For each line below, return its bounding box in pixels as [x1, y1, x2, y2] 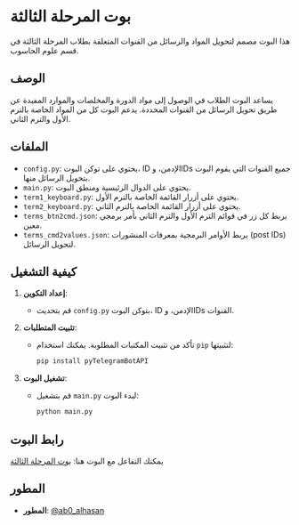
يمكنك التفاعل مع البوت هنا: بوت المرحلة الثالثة [10, 456, 164, 466]
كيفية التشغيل [10, 264, 77, 279]
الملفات [10, 140, 49, 155]
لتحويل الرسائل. [22, 238, 77, 249]
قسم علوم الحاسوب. [10, 44, 79, 55]
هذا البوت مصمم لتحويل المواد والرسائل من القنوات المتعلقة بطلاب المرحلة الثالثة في [10, 36, 290, 46]
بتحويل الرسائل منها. [22, 172, 91, 183]
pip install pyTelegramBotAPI [36, 357, 149, 366]
